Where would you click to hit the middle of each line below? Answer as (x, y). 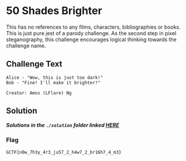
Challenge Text (34, 64)
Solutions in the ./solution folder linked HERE (63, 125)
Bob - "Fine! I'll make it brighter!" (53, 83)
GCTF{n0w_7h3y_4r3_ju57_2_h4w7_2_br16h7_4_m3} (64, 152)
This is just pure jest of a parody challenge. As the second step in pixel (91, 33)
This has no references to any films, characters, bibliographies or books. (94, 27)
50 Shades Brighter (54, 11)
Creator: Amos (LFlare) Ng (39, 93)
